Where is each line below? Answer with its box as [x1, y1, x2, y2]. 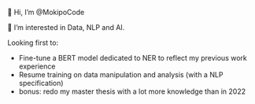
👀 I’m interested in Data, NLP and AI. [7, 23, 125, 32]
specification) [18, 79, 64, 87]
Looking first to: [7, 38, 59, 47]
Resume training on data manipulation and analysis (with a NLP [18, 70, 224, 79]
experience [18, 61, 56, 71]
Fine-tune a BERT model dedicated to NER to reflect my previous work [18, 54, 247, 62]
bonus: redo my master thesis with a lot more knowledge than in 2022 [18, 87, 246, 96]
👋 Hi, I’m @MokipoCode [7, 8, 85, 17]
